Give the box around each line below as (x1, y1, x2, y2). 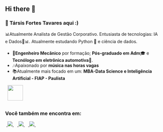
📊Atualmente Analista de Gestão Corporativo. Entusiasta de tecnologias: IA (5, 31, 158, 37)
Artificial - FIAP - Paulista (12, 75, 65, 81)
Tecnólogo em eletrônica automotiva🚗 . (12, 57, 93, 63)
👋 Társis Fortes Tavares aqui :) (5, 20, 79, 26)
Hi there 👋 (5, 5, 36, 13)
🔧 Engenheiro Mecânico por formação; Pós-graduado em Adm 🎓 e (12, 50, 149, 56)
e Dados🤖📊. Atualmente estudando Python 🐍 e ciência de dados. (5, 38, 137, 44)
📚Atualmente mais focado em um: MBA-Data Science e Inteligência (12, 68, 152, 74)
